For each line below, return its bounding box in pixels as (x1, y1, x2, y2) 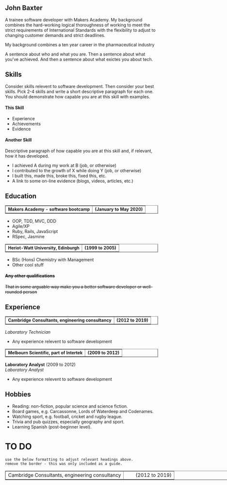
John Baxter (5, 4, 43, 12)
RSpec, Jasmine (12, 234, 45, 239)
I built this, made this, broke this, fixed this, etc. (12, 173, 107, 179)
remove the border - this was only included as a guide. (5, 461, 123, 466)
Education (5, 192, 37, 200)
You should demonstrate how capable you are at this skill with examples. (5, 93, 150, 99)
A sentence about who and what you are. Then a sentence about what (5, 51, 146, 57)
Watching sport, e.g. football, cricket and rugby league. (12, 413, 123, 419)
